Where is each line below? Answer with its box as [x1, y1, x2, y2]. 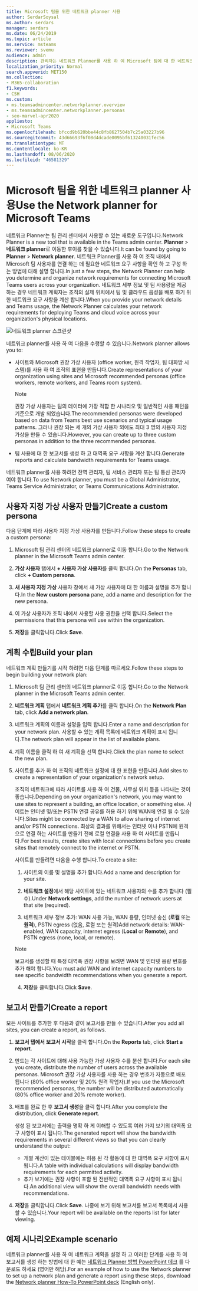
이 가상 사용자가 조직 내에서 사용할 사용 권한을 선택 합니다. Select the [14, 610, 173, 617]
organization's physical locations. [6, 315, 87, 322]
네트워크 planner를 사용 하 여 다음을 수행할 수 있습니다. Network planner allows [6, 340, 190, 347]
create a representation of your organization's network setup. [14, 774, 164, 781]
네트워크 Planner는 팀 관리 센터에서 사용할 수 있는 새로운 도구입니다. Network [6, 232, 184, 239]
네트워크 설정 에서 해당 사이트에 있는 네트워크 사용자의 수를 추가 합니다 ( [23, 887, 187, 894]
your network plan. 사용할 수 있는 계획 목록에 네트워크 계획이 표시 [14, 728, 167, 735]
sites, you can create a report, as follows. [6, 1026, 107, 1033]
